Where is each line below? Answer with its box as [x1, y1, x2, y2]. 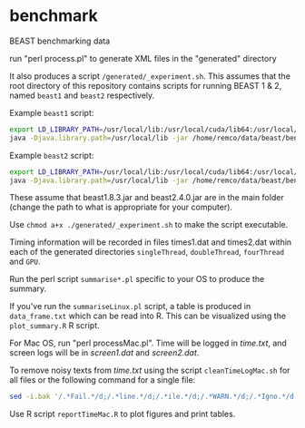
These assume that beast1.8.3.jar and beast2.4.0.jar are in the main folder [9, 192, 284, 203]
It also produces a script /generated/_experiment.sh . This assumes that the [9, 70, 290, 82]
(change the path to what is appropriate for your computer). [9, 201, 233, 213]
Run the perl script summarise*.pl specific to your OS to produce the [9, 274, 265, 285]
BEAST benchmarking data [9, 35, 111, 46]
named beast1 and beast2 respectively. [9, 90, 155, 101]
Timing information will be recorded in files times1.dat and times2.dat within [9, 237, 292, 248]
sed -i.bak [9, 392, 51, 402]
